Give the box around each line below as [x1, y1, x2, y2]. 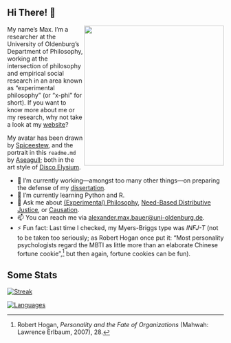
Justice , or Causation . [16, 205, 80, 214]
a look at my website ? [7, 120, 69, 128]
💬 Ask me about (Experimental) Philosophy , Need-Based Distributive [16, 198, 211, 207]
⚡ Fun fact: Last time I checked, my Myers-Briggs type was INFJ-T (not [16, 223, 219, 231]
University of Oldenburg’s [7, 39, 80, 48]
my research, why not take [7, 113, 82, 121]
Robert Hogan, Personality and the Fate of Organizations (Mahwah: [16, 321, 209, 329]
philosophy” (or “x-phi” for [7, 91, 82, 99]
